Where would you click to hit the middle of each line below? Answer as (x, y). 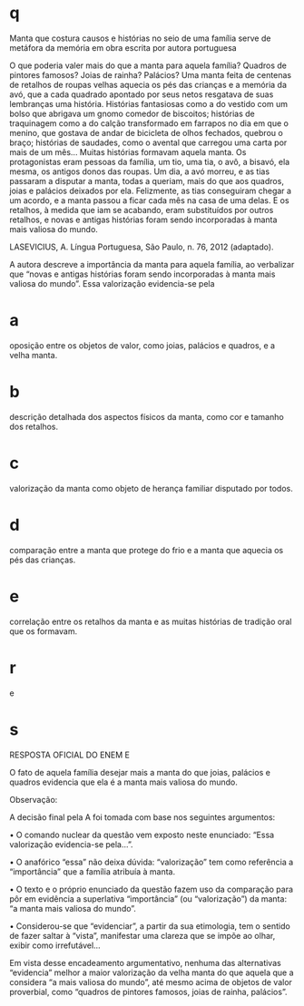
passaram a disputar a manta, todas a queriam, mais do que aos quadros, (147, 181)
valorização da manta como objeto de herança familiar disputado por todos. (151, 488)
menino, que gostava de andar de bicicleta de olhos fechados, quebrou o (146, 132)
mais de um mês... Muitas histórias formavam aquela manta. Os (128, 151)
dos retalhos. (34, 426)
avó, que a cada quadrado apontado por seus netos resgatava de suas (142, 94)
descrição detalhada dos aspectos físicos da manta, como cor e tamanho (147, 416)
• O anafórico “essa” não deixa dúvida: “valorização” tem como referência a (152, 862)
